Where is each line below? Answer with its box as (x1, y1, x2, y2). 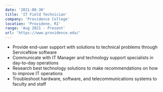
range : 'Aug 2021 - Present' (5, 26, 66, 31)
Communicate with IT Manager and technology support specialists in (12, 55, 154, 60)
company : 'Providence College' (5, 16, 70, 21)
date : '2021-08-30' (5, 7, 46, 12)
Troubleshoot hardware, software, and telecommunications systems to (12, 76, 158, 82)
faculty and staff (12, 81, 46, 87)
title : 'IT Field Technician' (5, 12, 68, 17)
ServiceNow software (12, 49, 57, 55)
